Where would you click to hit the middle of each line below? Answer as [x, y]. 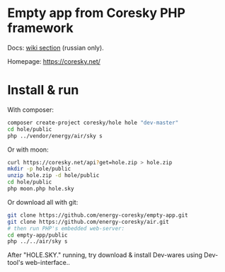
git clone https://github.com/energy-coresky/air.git [88, 222]
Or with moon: [28, 149]
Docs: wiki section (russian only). [56, 47]
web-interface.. [48, 263]
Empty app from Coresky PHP [97, 13]
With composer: [31, 109]
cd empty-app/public [38, 235]
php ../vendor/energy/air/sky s [55, 136]
